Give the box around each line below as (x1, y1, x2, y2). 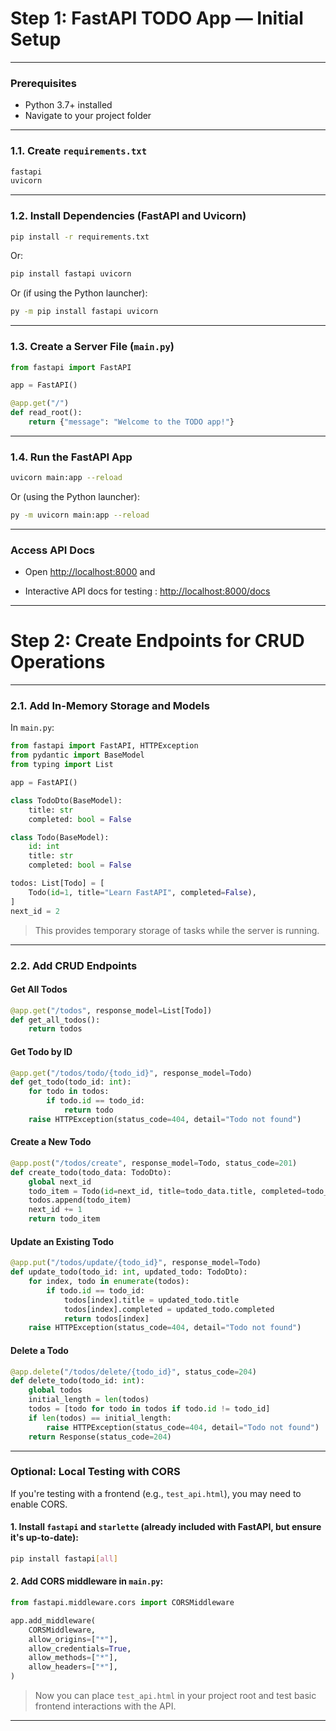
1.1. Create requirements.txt (10, 144, 148, 158)
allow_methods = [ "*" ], (28, 1653, 118, 1663)
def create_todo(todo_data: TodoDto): (10, 1167, 172, 1177)
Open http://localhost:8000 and (24, 566, 156, 578)
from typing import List (10, 760, 114, 770)
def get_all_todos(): (10, 1015, 101, 1025)
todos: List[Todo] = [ (10, 878, 105, 889)
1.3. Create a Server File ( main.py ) (10, 340, 175, 354)
